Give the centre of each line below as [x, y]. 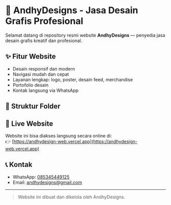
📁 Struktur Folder [33, 106]
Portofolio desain [31, 85]
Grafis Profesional [44, 21]
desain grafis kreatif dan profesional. [44, 41]
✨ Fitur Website [31, 57]
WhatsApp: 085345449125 [41, 177]
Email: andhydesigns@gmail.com [47, 182]
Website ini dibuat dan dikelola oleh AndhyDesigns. [72, 197]
